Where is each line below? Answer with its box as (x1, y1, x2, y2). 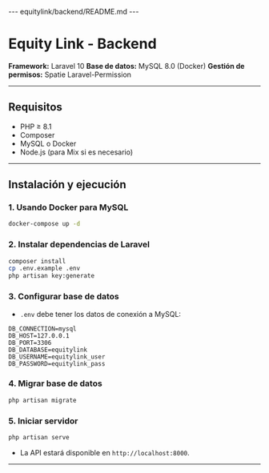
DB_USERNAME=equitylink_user (8, 352, 106, 361)
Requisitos (8, 100, 62, 114)
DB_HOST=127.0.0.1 (8, 331, 70, 339)
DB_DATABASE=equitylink (8, 346, 88, 354)
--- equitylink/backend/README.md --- (8, 7, 139, 16)
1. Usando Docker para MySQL (8, 202, 129, 213)
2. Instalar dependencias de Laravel (8, 239, 151, 251)
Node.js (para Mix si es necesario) (19, 147, 134, 157)
